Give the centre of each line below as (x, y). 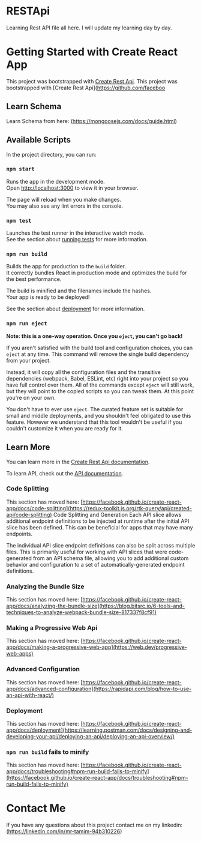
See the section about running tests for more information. (77, 240)
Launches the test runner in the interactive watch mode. (76, 233)
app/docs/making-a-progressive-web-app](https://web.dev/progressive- (97, 647)
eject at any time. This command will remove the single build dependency (98, 354)
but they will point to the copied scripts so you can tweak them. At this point (100, 391)
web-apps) (20, 654)
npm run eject (27, 324)
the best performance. (34, 279)
